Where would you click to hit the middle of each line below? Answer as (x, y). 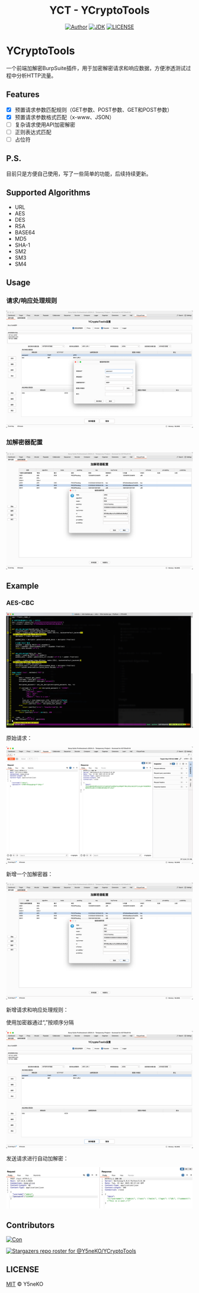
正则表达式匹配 (33, 132)
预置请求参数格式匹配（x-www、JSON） (65, 117)
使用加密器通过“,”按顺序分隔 (40, 1022)
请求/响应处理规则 (32, 300)
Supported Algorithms (48, 193)
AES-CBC (20, 602)
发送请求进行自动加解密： (37, 1158)
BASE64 (25, 232)
